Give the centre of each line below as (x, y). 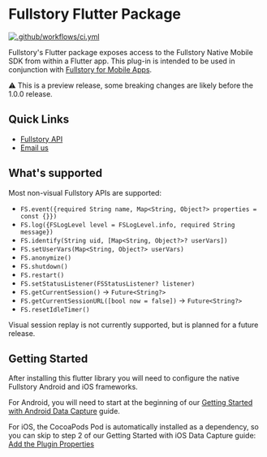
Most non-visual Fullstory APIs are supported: (85, 192)
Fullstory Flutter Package (95, 14)
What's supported (56, 173)
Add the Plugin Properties (52, 444)
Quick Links (39, 120)
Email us (34, 148)
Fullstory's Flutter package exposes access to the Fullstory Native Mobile (131, 52)
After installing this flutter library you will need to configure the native (124, 378)
